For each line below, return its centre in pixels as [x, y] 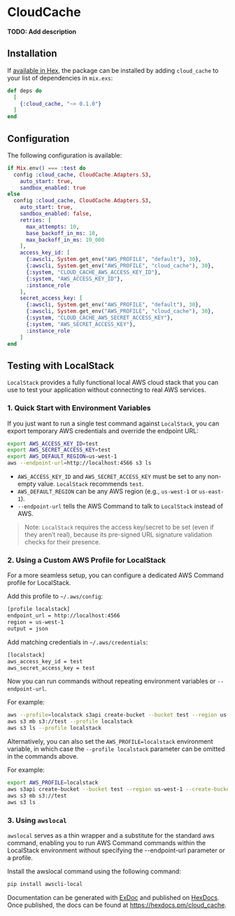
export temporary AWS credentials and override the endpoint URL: [103, 430]
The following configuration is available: [65, 155]
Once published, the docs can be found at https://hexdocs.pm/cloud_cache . [117, 905]
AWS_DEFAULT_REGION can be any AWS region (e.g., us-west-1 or [107, 491]
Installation [32, 54]
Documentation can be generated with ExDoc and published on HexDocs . [113, 897]
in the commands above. [43, 756]
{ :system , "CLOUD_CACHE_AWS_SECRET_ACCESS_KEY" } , [99, 318]
